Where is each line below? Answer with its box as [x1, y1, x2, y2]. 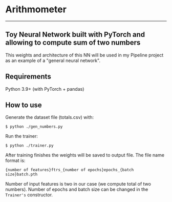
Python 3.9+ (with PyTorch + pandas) [5, 86, 84, 92]
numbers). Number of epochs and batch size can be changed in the [5, 186, 148, 193]
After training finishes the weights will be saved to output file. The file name [5, 152, 165, 158]
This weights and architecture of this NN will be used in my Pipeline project [5, 52, 164, 58]
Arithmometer [5, 4, 67, 15]
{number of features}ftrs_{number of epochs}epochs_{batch [5, 168, 134, 173]
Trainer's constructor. [5, 192, 53, 198]
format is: [5, 157, 26, 164]
